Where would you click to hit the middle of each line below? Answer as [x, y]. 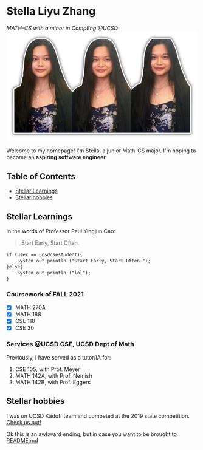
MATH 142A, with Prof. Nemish [53, 375]
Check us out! [24, 422]
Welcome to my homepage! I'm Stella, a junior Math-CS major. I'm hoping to [101, 151]
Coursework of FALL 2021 [45, 294]
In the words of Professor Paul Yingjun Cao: [61, 231]
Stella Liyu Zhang [51, 11]
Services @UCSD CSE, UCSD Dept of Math [71, 344]
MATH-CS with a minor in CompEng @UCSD [62, 28]
